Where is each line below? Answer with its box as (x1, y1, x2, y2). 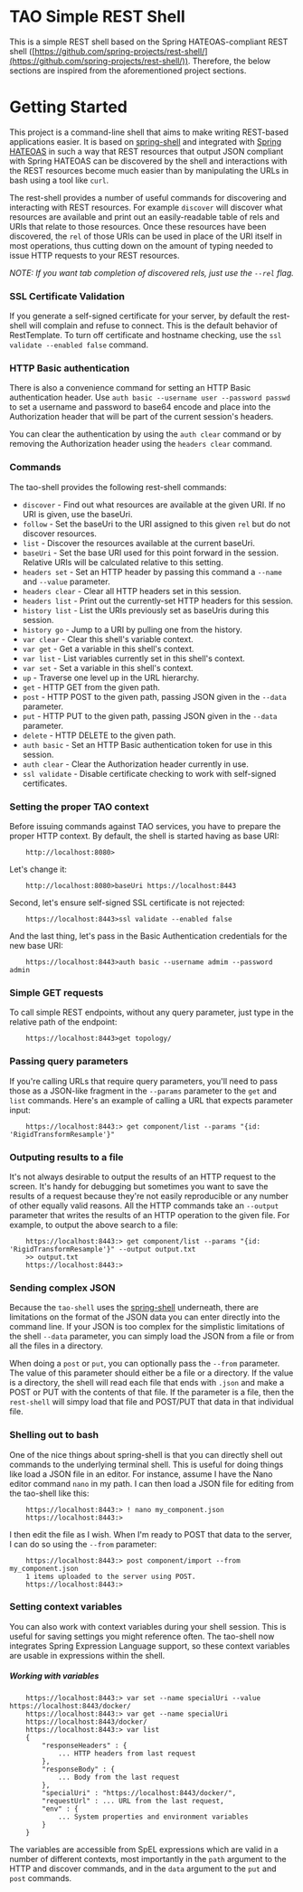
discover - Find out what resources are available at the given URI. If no (22, 499, 286, 510)
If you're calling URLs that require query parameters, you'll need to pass (9, 1075, 279, 1086)
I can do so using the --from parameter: (9, 1538, 157, 1549)
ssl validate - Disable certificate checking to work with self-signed (22, 768, 277, 779)
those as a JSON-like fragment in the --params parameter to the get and (9, 1085, 278, 1096)
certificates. (22, 778, 68, 789)
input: (9, 1104, 32, 1115)
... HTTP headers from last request (57, 1748, 196, 1758)
